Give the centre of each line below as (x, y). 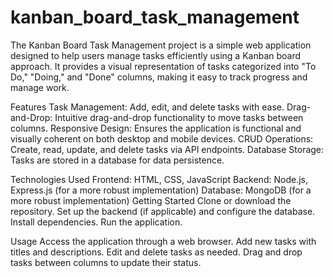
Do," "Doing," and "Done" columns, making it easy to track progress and (159, 77)
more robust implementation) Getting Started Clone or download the (151, 200)
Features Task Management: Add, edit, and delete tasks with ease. (147, 107)
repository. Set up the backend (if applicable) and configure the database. (163, 211)
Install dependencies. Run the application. (96, 222)
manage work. (40, 87)
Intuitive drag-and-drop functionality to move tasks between (179, 117)
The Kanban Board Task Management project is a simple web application (161, 45)
